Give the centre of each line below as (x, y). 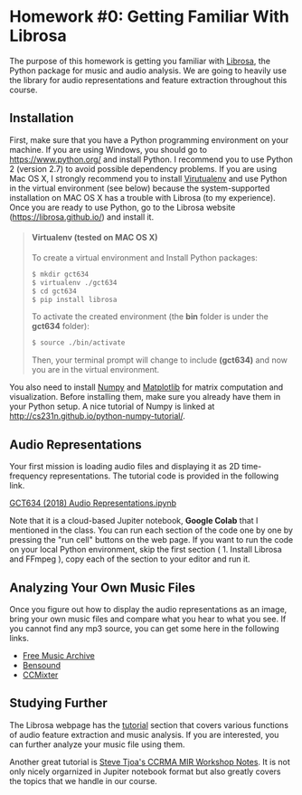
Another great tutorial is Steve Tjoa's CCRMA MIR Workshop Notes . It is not (150, 762)
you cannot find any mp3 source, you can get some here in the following (145, 628)
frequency (28, 476)
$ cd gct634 (54, 291)
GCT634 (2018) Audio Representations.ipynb (93, 503)
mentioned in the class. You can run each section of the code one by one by (151, 530)
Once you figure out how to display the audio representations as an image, (148, 609)
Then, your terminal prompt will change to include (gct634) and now (159, 360)
